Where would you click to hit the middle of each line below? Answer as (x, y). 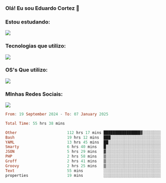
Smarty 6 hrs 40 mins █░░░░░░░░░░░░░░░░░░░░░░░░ (83, 147)
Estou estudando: (28, 21)
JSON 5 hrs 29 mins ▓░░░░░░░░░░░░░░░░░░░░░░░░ (83, 152)
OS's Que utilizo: (27, 70)
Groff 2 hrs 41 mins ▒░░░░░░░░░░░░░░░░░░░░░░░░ (83, 161)
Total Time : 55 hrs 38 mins (35, 123)
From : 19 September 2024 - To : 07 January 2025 (57, 115)
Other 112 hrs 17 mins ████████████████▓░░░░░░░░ (83, 132)
